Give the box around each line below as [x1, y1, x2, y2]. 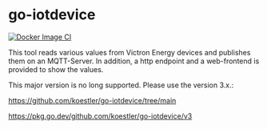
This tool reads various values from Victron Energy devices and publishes [8, 47, 251, 57]
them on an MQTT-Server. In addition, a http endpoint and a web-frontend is [8, 56, 260, 66]
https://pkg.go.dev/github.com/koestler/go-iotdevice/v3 [8, 111, 193, 121]
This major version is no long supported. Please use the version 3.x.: [8, 80, 234, 90]
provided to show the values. [8, 64, 104, 74]
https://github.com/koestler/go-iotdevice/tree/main [8, 95, 177, 105]
